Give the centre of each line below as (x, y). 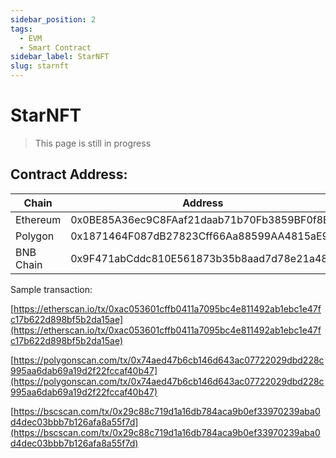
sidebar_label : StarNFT (60, 57)
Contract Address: (69, 174)
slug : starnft (40, 66)
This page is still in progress (93, 143)
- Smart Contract (55, 47)
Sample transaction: (51, 289)
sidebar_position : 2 (53, 19)
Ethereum (38, 219)
